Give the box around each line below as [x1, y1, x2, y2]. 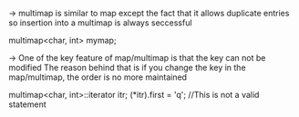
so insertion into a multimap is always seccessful [8, 17, 192, 28]
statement [8, 99, 46, 110]
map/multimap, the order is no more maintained [8, 72, 188, 83]
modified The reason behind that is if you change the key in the [8, 63, 247, 73]
